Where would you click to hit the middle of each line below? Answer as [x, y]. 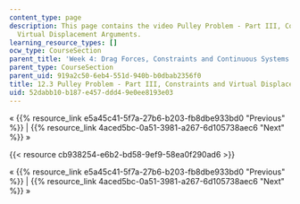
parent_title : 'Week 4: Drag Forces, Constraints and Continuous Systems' [151, 59]
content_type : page [46, 17]
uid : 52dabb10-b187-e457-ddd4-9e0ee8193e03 [92, 92]
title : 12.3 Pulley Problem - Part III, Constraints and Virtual [133, 84]
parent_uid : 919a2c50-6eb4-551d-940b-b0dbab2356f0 [105, 76]
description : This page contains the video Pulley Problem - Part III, [145, 26]
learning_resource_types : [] [63, 42]
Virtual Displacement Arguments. [79, 34]
